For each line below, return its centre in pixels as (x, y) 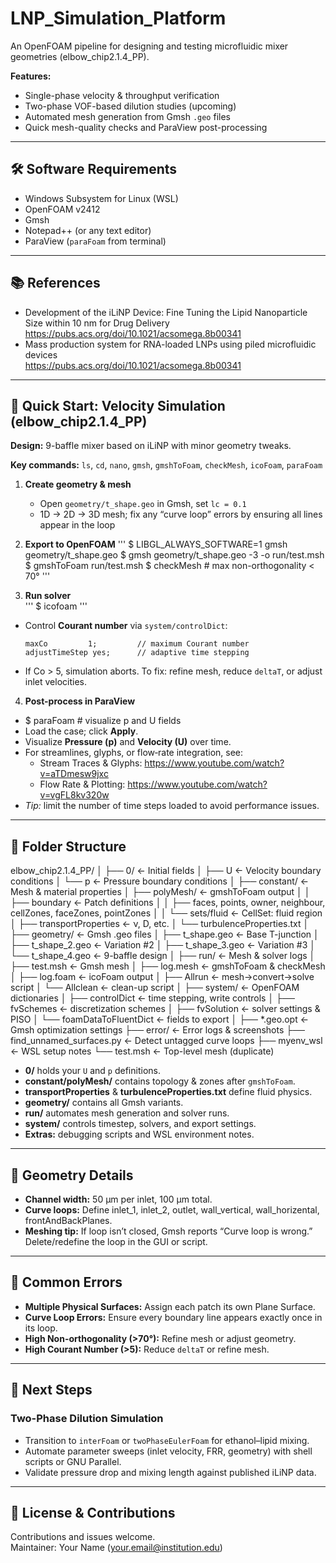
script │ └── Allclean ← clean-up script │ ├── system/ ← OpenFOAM (155, 988)
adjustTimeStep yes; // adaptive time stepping (137, 653)
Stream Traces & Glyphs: (91, 763)
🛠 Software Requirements (94, 169)
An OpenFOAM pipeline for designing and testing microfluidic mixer (149, 46)
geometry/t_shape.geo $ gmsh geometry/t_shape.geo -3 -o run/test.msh (174, 555)
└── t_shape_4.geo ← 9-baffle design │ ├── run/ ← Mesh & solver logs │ (163, 956)
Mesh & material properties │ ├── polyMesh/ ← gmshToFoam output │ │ (160, 892)
